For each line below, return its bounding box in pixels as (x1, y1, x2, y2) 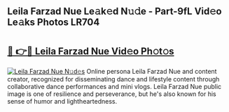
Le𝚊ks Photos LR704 (7, 17, 100, 29)
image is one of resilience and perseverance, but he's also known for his (7, 90, 217, 98)
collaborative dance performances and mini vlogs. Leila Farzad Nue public (7, 83, 222, 90)
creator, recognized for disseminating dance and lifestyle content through (7, 75, 220, 83)
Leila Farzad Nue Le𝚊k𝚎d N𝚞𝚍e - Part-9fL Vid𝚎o (7, 6, 222, 17)
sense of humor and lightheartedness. (7, 97, 118, 105)
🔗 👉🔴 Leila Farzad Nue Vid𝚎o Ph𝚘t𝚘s (7, 45, 174, 57)
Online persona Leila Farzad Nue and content (86, 67, 217, 75)
